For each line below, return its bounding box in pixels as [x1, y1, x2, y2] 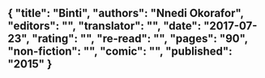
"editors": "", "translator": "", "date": [7, 19, 202, 33]
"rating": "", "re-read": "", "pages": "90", [31, 32, 248, 45]
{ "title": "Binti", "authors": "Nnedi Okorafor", [7, 6, 244, 20]
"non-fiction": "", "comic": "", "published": [7, 45, 233, 58]
